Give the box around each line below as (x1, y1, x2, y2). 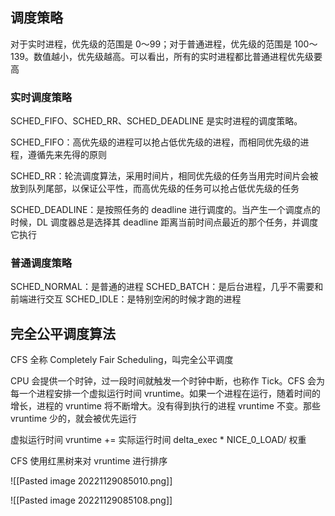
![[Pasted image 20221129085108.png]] (10, 494, 173, 507)
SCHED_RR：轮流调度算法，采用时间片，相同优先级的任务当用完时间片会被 (10, 170, 319, 182)
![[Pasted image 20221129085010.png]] (10, 475, 173, 487)
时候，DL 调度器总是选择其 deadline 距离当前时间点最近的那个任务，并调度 (10, 216, 319, 228)
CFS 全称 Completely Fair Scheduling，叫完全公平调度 (10, 354, 234, 366)
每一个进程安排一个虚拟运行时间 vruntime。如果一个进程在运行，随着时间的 (10, 388, 322, 400)
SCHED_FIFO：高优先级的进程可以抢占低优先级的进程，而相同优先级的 (10, 136, 301, 148)
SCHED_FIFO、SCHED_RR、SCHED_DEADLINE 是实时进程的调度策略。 (10, 115, 303, 127)
